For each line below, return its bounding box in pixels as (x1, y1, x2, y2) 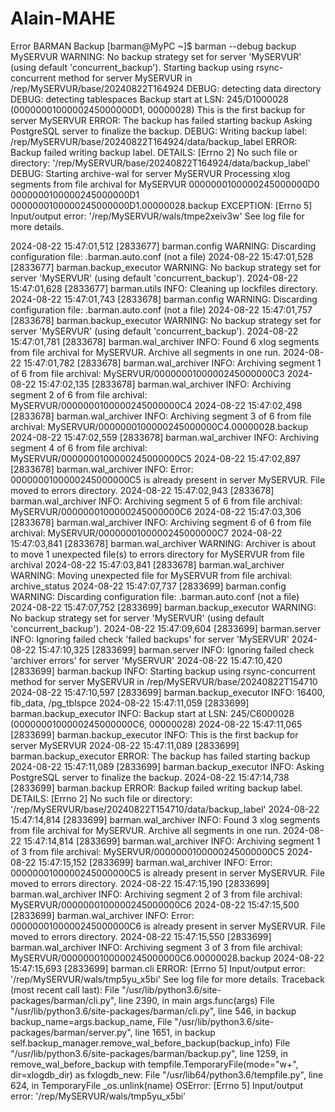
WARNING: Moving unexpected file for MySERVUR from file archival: (10, 569, 293, 581)
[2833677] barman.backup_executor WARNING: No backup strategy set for (10, 261, 322, 273)
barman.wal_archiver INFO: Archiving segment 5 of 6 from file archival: (10, 495, 303, 507)
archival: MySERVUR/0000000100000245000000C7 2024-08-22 (10, 527, 283, 539)
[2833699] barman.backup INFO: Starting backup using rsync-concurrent (10, 665, 316, 677)
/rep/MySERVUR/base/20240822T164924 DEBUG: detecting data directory (10, 82, 322, 94)
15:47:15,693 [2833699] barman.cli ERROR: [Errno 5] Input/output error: (10, 962, 306, 974)
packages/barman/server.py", (10, 1026, 133, 1038)
